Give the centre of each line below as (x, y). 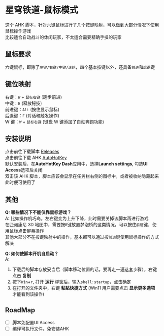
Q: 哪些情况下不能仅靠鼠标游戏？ (38, 212)
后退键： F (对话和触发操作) (32, 115)
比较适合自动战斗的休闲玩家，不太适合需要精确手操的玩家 (63, 37)
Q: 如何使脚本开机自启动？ (32, 254)
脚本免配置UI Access (33, 322)
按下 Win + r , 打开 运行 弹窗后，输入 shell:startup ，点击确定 (72, 282)
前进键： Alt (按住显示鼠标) (32, 109)
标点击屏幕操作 (29, 231)
